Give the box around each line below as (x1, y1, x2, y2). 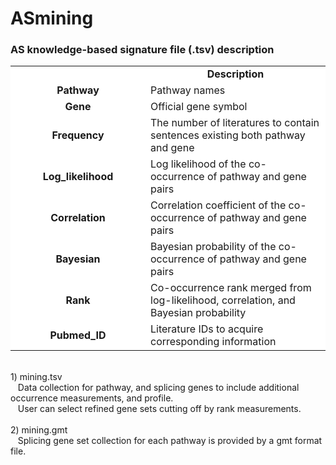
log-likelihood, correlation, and (150, 293, 296, 307)
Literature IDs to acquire (150, 322, 264, 336)
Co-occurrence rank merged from (150, 281, 312, 295)
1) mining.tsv (10, 371, 63, 383)
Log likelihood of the (150, 157, 247, 171)
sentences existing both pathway (150, 128, 306, 142)
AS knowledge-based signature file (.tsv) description (10, 43, 275, 57)
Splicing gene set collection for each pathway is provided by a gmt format (17, 435, 323, 447)
